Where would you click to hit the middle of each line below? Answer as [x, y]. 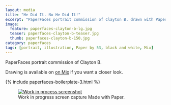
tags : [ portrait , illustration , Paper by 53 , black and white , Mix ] [79, 48]
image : [12, 24]
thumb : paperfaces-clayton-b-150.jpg [50, 39]
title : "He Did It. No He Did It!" [43, 15]
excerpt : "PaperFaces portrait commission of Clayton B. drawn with [79, 19]
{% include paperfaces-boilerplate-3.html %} [53, 82]
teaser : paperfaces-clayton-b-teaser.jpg [54, 33]
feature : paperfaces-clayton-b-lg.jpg [51, 29]
